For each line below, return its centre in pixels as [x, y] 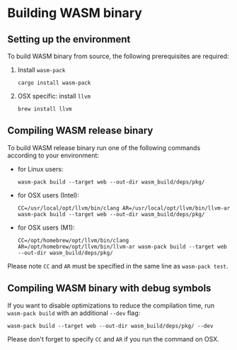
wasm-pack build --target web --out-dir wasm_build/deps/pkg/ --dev [110, 326]
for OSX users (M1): [46, 227]
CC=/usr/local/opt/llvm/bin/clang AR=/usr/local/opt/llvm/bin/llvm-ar [124, 208]
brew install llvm [45, 109]
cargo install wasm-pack [54, 83]
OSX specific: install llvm [54, 96]
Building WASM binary [75, 13]
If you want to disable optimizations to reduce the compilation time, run [111, 305]
